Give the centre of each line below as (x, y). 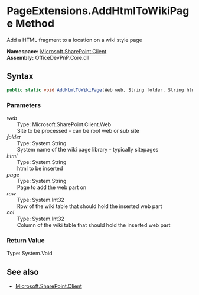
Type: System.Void (30, 254)
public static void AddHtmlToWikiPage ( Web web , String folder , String (95, 90)
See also (23, 272)
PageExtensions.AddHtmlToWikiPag (98, 11)
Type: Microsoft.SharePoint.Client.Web (64, 124)
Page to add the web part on (52, 187)
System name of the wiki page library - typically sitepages (88, 149)
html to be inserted (40, 168)
